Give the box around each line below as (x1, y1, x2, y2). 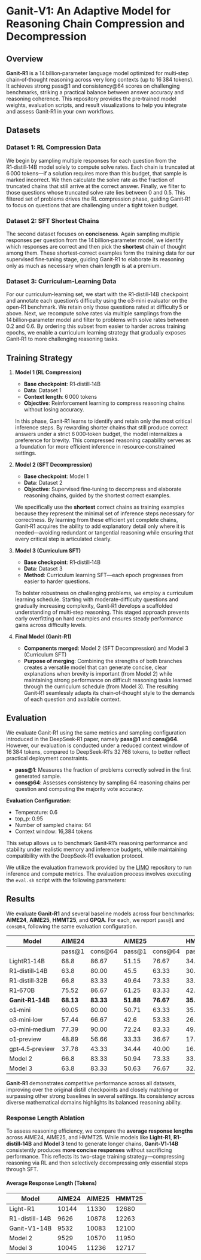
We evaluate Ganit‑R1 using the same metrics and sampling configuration (6, 728, 187, 736)
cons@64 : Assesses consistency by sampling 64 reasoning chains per (14, 779, 191, 786)
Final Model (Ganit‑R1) (14, 633, 72, 640)
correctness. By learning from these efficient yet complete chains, (14, 516, 178, 524)
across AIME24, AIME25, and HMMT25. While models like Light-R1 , (6, 1134, 172, 1141)
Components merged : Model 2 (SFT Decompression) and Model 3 (23, 644, 189, 652)
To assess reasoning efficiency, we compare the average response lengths (6, 1127, 193, 1134)
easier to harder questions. (23, 578, 91, 585)
